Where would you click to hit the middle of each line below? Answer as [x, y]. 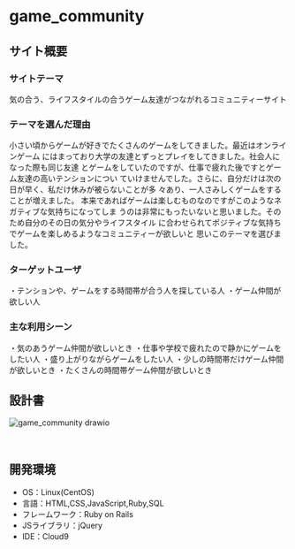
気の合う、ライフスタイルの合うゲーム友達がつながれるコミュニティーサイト [148, 99]
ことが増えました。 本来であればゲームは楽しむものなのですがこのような [142, 201]
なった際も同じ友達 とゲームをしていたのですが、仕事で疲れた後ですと [138, 168]
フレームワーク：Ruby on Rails [78, 515]
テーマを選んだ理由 [50, 124]
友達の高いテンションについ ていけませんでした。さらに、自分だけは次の [149, 179]
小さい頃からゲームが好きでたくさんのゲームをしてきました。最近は [132, 145]
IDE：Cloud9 [45, 537]
